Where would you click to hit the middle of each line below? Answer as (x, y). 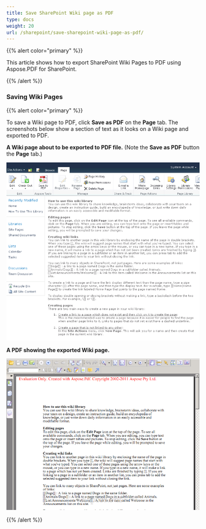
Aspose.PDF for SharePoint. (42, 69)
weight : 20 (20, 26)
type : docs (20, 19)
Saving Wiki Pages (35, 97)
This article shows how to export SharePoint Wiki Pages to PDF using (94, 63)
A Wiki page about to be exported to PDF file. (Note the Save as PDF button (103, 147)
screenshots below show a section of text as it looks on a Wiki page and (97, 128)
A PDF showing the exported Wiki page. (58, 350)
